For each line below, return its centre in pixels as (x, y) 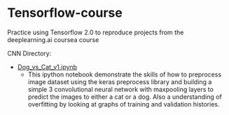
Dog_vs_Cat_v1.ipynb (47, 67)
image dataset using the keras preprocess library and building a (120, 81)
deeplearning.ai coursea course (53, 39)
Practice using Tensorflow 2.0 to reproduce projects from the (96, 32)
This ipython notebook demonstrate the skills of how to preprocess (125, 74)
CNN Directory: (29, 53)
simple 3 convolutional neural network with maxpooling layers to (120, 89)
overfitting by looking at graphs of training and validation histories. (124, 104)
